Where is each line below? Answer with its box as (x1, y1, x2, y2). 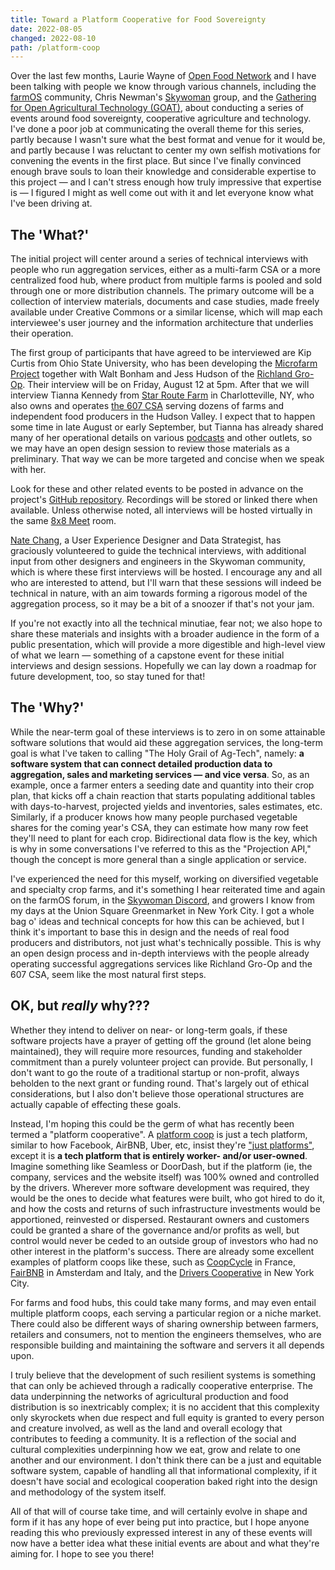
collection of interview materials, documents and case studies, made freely (10, 296, 320, 308)
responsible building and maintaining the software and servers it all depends (10, 1339, 325, 1351)
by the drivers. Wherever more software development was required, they (10, 1181, 310, 1193)
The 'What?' (10, 226, 90, 243)
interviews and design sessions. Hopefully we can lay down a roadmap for (10, 660, 317, 672)
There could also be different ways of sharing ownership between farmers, (10, 1317, 319, 1330)
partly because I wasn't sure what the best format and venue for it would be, (10, 134, 326, 146)
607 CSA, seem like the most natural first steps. (10, 968, 207, 980)
